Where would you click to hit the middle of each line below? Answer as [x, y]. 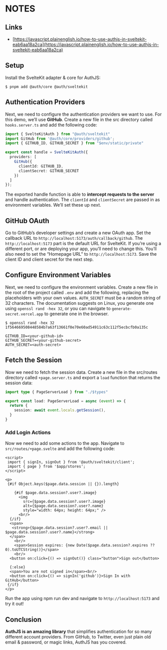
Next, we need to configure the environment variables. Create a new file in [82, 287]
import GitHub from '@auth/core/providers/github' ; [60, 139]
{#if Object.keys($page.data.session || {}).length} [63, 484]
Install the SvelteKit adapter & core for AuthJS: [53, 78]
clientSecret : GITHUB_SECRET [49, 171]
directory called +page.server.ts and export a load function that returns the [83, 377]
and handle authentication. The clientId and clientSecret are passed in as [83, 200]
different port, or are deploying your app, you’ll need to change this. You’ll [81, 249]
